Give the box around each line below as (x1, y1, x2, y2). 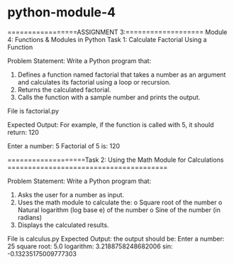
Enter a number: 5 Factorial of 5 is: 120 (7, 141, 121, 150)
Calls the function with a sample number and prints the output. (17, 93, 201, 101)
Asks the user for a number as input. (17, 190, 125, 199)
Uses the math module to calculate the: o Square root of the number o (17, 198, 223, 207)
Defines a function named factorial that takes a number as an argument (17, 70, 226, 79)
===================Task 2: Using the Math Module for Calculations (7, 155, 224, 164)
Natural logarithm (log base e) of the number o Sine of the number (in (17, 205, 221, 214)
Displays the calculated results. (17, 221, 109, 229)
